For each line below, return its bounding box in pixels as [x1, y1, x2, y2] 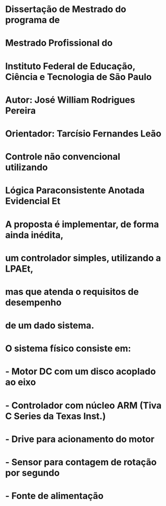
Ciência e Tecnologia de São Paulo [5, 71, 152, 83]
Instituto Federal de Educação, [5, 60, 136, 72]
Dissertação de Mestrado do [5, 4, 127, 15]
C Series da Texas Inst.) [5, 410, 106, 422]
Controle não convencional [5, 151, 121, 162]
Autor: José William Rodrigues [5, 94, 135, 105]
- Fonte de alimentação [5, 490, 104, 502]
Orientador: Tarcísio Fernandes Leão [5, 128, 162, 139]
